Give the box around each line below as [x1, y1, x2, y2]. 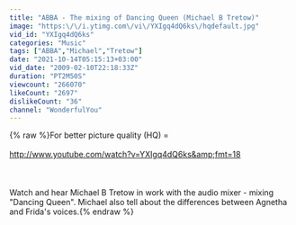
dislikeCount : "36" [9, 96, 83, 106]
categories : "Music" [9, 38, 87, 48]
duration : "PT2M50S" [9, 72, 87, 81]
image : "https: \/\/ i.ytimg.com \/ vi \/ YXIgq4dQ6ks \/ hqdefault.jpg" [9, 22, 259, 31]
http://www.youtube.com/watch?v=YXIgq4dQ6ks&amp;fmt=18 [9, 149, 241, 160]
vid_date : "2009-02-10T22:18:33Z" [9, 64, 139, 73]
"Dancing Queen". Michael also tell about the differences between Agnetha [9, 197, 288, 208]
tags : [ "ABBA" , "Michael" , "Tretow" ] [9, 47, 143, 56]
